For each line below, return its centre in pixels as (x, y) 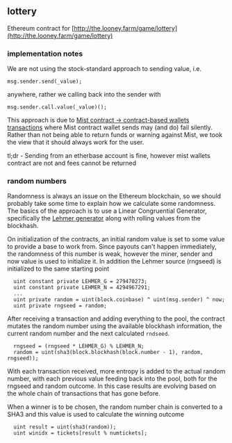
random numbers (37, 182)
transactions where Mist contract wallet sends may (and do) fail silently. (110, 127)
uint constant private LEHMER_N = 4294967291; (82, 288)
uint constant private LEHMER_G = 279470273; (81, 282)
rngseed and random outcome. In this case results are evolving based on (112, 386)
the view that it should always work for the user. (76, 143)
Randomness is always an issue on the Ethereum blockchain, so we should (114, 196)
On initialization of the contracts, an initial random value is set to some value (116, 239)
